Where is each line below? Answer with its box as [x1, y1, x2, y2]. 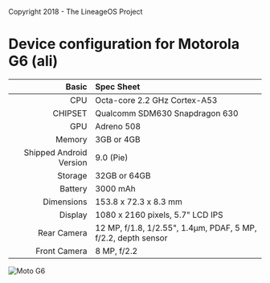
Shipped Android [23, 146, 88, 158]
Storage [57, 170, 88, 181]
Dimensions [43, 196, 88, 207]
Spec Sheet [95, 80, 141, 92]
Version [58, 157, 88, 168]
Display [59, 209, 88, 220]
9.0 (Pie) [95, 152, 129, 163]
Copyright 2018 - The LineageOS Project [8, 7, 143, 16]
